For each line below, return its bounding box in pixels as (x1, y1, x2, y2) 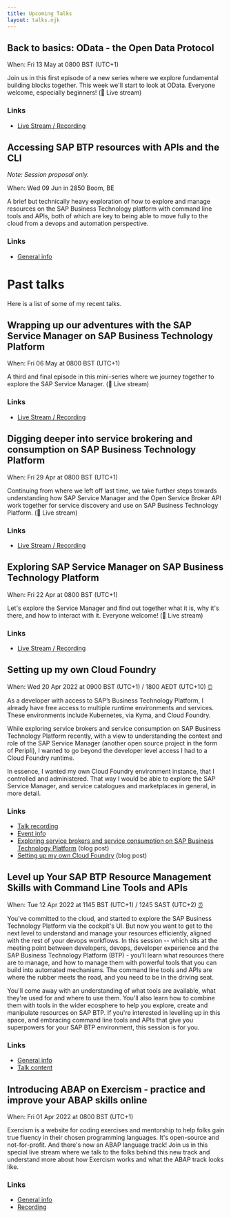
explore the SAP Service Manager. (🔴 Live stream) (7, 380, 150, 388)
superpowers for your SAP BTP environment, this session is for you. (7, 1023, 200, 1031)
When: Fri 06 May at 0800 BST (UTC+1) (7, 359, 121, 368)
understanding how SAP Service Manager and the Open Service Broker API (7, 493, 222, 502)
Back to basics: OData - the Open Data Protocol (7, 42, 214, 54)
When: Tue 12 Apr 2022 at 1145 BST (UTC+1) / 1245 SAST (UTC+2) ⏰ (7, 900, 203, 908)
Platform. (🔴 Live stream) (7, 508, 78, 517)
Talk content (17, 1063, 53, 1072)
